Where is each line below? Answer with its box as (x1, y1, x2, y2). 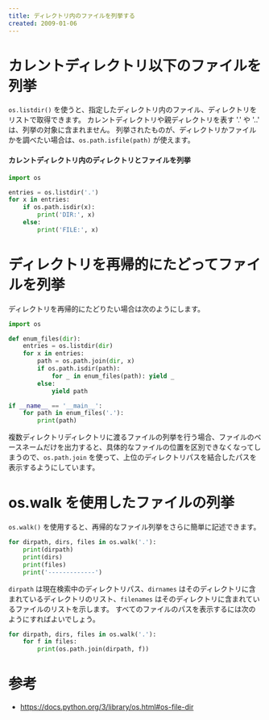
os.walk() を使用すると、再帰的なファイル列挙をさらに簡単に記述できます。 (8, 522, 261, 532)
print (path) (37, 417, 78, 425)
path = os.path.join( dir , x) (37, 357, 135, 366)
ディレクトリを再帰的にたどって (8, 255, 219, 274)
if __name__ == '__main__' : (8, 401, 103, 410)
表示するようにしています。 (8, 463, 100, 472)
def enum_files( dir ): (8, 334, 81, 343)
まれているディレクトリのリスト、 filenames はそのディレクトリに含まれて (8, 594, 254, 604)
